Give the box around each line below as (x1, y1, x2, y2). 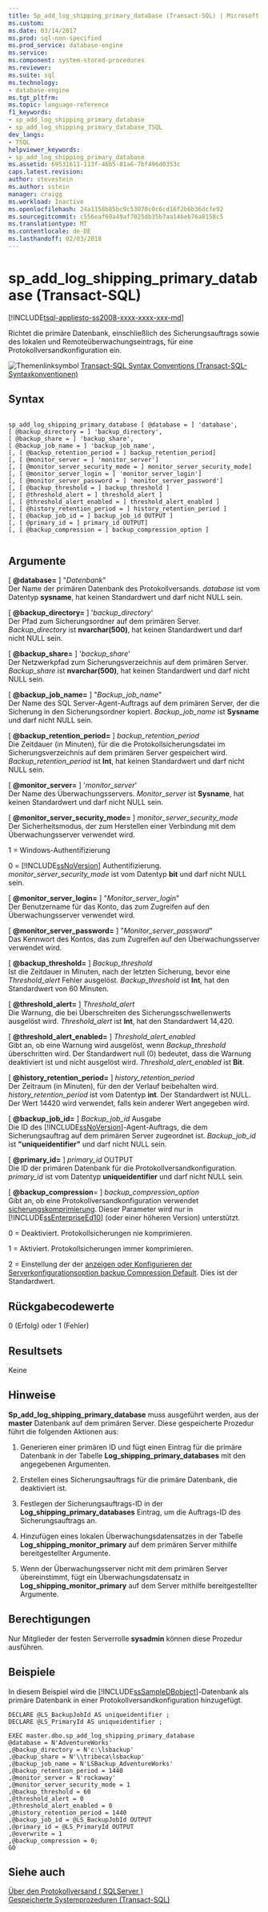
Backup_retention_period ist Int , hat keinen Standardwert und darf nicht (8, 757, 246, 766)
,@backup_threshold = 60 (8, 1787, 91, 1796)
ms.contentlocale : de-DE (8, 227, 91, 236)
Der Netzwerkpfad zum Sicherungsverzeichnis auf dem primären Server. (8, 658, 249, 667)
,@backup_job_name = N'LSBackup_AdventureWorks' (8, 1759, 174, 1768)
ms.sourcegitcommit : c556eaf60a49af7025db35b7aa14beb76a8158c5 (8, 213, 224, 221)
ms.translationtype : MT (8, 220, 88, 228)
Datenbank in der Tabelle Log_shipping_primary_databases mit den (19, 1450, 246, 1460)
